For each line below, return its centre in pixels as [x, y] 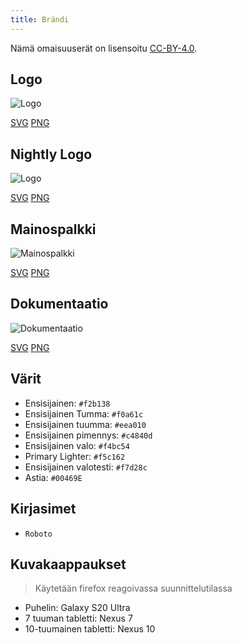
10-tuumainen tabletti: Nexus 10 [90, 629]
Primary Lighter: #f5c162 [75, 456]
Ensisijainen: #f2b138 [67, 403]
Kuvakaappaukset [68, 564]
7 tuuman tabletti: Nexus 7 [78, 618]
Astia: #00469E [53, 477]
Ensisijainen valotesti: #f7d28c [86, 467]
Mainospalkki [53, 229]
